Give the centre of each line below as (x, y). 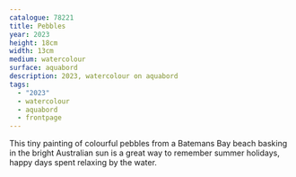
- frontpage (40, 118)
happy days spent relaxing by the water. (83, 163)
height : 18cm (34, 43)
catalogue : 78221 (42, 18)
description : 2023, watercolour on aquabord (94, 76)
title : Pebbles (38, 26)
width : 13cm (31, 51)
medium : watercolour (48, 59)
